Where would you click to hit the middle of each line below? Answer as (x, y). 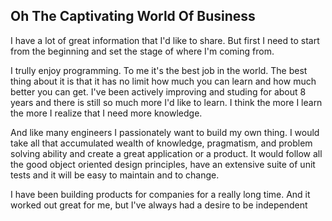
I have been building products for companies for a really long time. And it (160, 194)
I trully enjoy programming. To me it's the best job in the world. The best (159, 70)
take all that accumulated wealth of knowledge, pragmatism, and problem (161, 143)
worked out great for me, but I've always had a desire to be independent (159, 205)
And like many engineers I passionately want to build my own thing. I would (165, 132)
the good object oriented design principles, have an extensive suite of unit (163, 164)
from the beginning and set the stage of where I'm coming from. (142, 51)
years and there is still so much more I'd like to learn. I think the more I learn (166, 102)
